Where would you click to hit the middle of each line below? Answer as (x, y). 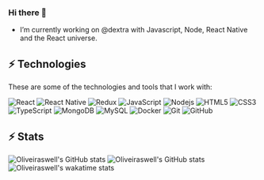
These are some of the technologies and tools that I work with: (110, 87)
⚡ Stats (26, 136)
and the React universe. (58, 38)
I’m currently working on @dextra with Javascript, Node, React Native (134, 30)
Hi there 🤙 (28, 13)
